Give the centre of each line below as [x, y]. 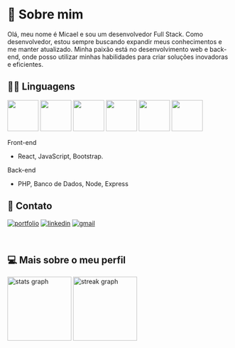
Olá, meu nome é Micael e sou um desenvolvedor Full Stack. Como [105, 34]
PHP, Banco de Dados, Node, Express [73, 183]
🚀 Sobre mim [45, 15]
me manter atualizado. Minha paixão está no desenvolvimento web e [108, 49]
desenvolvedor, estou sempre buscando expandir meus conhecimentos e [115, 41]
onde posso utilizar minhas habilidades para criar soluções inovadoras [125, 57]
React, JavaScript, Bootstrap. [60, 156]
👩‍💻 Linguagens [42, 87]
